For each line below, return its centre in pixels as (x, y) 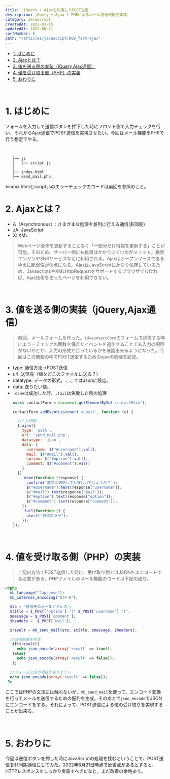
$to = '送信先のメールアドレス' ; (41, 607)
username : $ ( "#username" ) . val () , (62, 449)
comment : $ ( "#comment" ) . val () (58, 464)
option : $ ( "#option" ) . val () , (57, 459)
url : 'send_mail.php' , (46, 435)
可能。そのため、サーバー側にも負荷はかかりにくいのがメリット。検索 (91, 252)
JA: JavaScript (28, 230)
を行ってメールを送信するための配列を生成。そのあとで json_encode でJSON (84, 699)
